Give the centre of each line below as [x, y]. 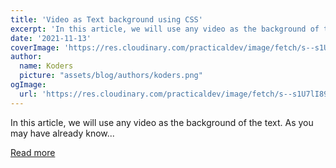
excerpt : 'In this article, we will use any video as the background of [165, 29]
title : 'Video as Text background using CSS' [106, 19]
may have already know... [62, 133]
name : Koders [46, 66]
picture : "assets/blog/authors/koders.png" [111, 76]
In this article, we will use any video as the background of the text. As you [162, 122]
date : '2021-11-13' [51, 38]
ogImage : [28, 85]
